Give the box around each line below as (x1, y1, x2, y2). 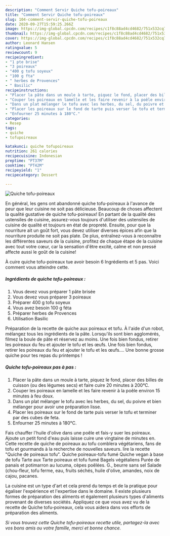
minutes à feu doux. (12, 393, 54, 399)
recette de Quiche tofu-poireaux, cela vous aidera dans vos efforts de (5, 505, 151, 511)
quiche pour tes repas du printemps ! (5, 352, 82, 358)
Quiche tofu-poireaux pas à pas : (5, 364, 77, 370)
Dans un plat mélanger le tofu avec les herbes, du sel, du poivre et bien (12, 398, 162, 405)
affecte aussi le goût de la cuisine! (5, 249, 77, 255)
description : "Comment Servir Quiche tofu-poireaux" (5, 7, 119, 13)
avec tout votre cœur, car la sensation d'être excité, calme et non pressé (5, 244, 156, 250)
